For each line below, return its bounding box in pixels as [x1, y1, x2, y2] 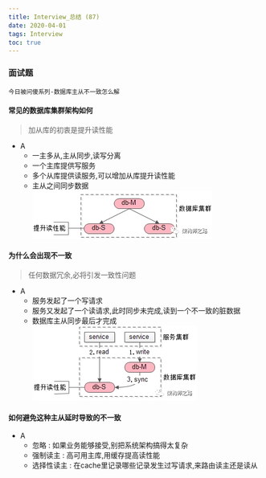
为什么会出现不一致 [8, 251, 72, 260]
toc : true [8, 39, 42, 47]
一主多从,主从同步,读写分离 [31, 150, 121, 160]
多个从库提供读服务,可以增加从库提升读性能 [31, 170, 175, 180]
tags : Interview [8, 30, 63, 38]
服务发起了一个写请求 [31, 296, 103, 305]
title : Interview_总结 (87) [8, 13, 100, 21]
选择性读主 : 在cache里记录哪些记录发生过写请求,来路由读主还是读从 [31, 460, 258, 470]
